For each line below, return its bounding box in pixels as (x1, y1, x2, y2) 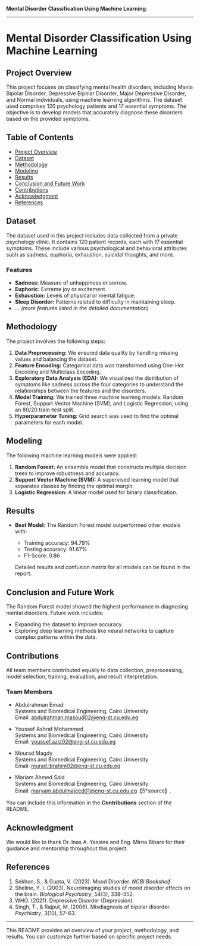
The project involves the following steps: (6, 338, 106, 345)
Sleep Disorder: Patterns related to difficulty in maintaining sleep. (14, 298, 176, 305)
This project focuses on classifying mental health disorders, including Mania (6, 83, 193, 90)
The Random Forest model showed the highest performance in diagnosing (6, 603, 189, 610)
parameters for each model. (14, 419, 83, 426)
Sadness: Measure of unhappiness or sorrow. (14, 279, 128, 286)
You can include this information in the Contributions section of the (6, 799, 172, 806)
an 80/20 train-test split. (14, 406, 75, 413)
